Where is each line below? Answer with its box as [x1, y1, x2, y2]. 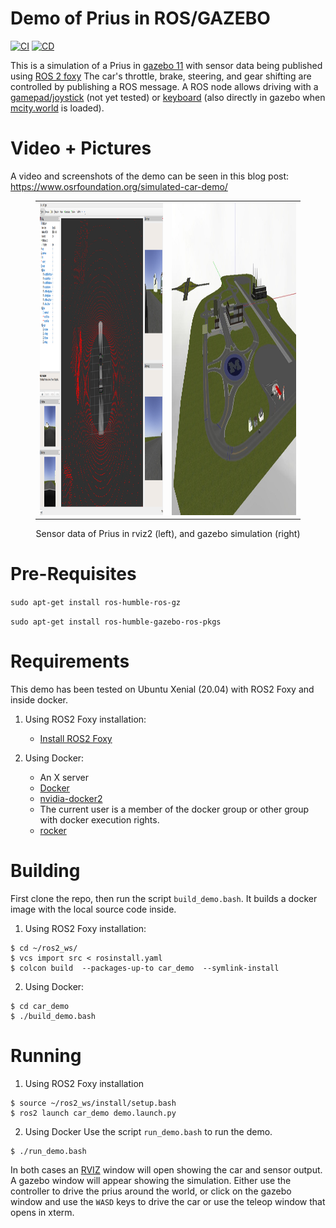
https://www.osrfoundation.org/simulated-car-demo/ [10, 180, 228, 192]
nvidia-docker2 [39, 793, 103, 804]
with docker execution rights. [39, 814, 160, 826]
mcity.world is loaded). [10, 102, 105, 114]
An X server [39, 772, 90, 783]
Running [10, 1045, 82, 1067]
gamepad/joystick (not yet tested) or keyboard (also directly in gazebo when [10, 91, 326, 103]
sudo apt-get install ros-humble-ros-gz [10, 598, 182, 608]
